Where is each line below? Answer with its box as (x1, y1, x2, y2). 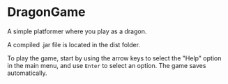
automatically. (7, 69, 47, 77)
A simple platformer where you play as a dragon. (7, 27, 147, 35)
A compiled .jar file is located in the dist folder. (7, 40, 141, 49)
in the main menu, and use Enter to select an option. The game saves (7, 61, 206, 69)
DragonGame (7, 4, 86, 20)
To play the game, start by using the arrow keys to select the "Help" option (7, 53, 222, 62)
